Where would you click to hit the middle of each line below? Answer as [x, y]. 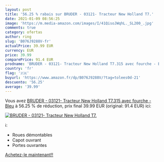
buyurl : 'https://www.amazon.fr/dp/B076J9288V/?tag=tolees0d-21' [73, 78]
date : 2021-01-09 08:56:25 [32, 19]
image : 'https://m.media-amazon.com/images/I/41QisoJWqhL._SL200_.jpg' [79, 23]
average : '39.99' [23, 87]
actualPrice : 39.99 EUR [29, 46]
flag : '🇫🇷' [17, 73]
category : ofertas [24, 32]
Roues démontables [32, 135]
